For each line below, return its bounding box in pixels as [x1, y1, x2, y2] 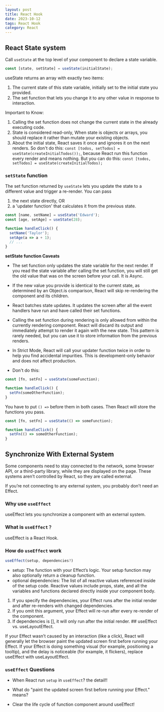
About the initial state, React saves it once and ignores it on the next [12, 140, 150, 146]
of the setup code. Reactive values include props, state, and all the [12, 583, 147, 588]
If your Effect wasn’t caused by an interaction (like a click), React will [5, 633, 144, 639]
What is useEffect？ [5, 524, 53, 531]
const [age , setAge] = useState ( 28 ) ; [5, 217, 82, 222]
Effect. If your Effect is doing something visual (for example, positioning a [5, 643, 154, 649]
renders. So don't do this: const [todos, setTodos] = [12, 145, 120, 151]
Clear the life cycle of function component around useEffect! [12, 702, 135, 708]
